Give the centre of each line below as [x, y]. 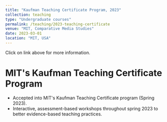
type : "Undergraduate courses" [38, 19]
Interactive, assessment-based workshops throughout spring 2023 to [85, 108]
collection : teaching [28, 15]
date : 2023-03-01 [24, 33]
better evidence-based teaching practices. [57, 114]
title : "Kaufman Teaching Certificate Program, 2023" [63, 10]
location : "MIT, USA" [28, 38]
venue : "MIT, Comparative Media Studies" [50, 29]
